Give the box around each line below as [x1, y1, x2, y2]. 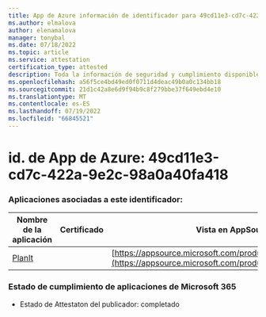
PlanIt [12, 253, 34, 264]
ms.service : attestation [8, 56, 90, 64]
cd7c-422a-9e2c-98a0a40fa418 [8, 166, 229, 184]
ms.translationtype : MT [8, 93, 87, 101]
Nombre [17, 215, 48, 226]
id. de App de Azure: [8, 149, 146, 167]
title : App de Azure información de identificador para [8, 11, 196, 20]
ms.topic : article [8, 48, 69, 56]
